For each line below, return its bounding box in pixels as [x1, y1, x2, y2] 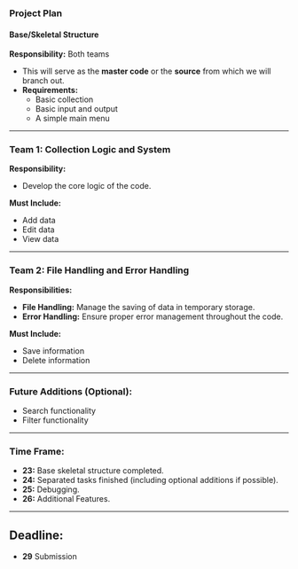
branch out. [21, 75, 65, 86]
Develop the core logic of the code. [21, 181, 152, 191]
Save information [21, 345, 85, 356]
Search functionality [21, 406, 96, 417]
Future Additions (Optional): [9, 385, 133, 397]
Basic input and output [35, 104, 118, 114]
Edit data [21, 224, 55, 235]
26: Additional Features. [21, 494, 111, 504]
